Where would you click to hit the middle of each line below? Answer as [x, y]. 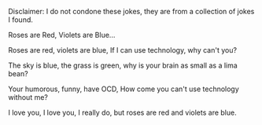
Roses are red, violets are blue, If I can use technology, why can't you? [123, 50]
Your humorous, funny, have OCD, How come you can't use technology [124, 89]
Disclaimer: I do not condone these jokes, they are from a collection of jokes [131, 11]
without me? [28, 97]
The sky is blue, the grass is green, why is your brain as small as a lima [123, 65]
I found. [21, 20]
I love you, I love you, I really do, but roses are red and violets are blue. [123, 112]
